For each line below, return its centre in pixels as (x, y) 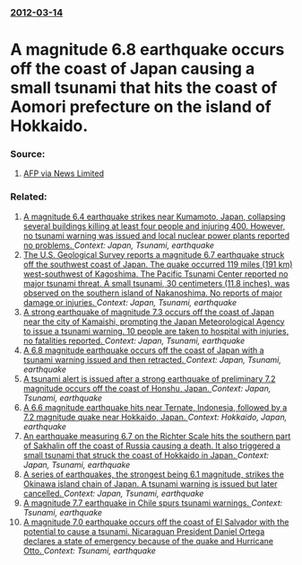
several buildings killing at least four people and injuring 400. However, (154, 225)
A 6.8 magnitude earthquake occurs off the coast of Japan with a (143, 350)
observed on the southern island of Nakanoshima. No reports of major (153, 293)
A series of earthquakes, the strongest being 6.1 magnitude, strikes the (154, 474)
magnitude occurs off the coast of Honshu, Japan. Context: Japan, (147, 388)
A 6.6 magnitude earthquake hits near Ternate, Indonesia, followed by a (155, 407)
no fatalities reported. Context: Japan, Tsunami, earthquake (134, 340)
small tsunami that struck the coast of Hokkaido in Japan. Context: (146, 455)
